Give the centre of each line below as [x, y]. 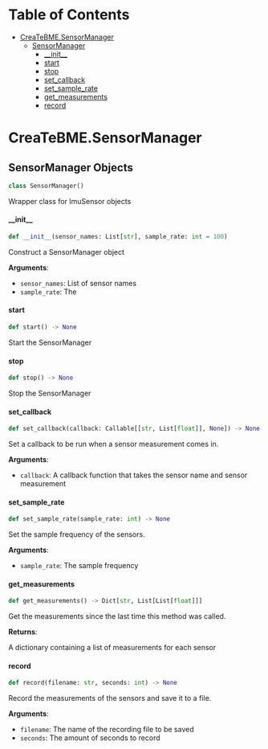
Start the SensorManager [50, 342]
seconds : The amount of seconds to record [90, 738]
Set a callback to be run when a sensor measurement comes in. [114, 444]
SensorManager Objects [71, 168]
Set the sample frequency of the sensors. [77, 534]
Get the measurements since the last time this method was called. [117, 616]
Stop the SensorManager [50, 393]
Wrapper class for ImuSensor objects [70, 201]
